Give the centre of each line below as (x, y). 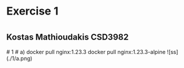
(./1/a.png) (19, 58)
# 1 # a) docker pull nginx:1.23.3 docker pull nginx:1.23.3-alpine (86, 52)
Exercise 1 (33, 11)
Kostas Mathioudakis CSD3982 (67, 37)
